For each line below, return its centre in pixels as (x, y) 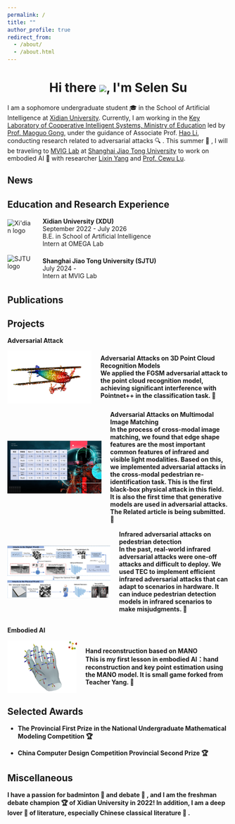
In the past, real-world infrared (165, 549)
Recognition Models (130, 366)
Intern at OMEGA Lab (73, 244)
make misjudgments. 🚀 (153, 609)
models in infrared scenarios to (166, 601)
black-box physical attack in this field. (167, 489)
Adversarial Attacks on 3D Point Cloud (158, 358)
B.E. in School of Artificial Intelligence (97, 237)
